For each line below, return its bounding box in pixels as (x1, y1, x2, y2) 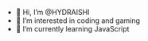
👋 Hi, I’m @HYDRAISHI (15, 8, 90, 17)
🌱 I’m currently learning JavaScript (15, 24, 130, 33)
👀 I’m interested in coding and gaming (15, 16, 141, 25)
